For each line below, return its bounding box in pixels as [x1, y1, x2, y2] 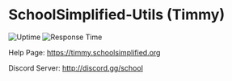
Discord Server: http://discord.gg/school [8, 63, 144, 73]
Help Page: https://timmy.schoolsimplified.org [8, 47, 161, 57]
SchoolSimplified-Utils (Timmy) [8, 6, 225, 24]
